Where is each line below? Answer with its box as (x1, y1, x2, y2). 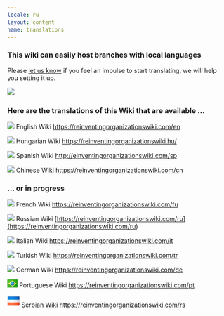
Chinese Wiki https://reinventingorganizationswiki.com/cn (15, 166, 184, 174)
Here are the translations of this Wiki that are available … (7, 105, 205, 115)
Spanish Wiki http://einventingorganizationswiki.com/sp (15, 151, 178, 159)
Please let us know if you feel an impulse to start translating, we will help (7, 66, 218, 74)
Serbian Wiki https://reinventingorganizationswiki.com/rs (20, 301, 186, 309)
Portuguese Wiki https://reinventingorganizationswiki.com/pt (18, 281, 195, 289)
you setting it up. (7, 74, 56, 82)
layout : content (7, 18, 55, 26)
